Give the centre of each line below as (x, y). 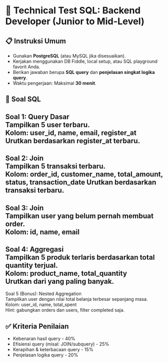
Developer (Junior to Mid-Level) (75, 21)
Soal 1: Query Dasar (37, 117)
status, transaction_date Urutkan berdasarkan (81, 183)
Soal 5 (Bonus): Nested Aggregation (43, 294)
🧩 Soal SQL (23, 99)
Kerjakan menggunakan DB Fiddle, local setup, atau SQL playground (85, 61)
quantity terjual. (32, 265)
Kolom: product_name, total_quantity (66, 273)
